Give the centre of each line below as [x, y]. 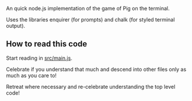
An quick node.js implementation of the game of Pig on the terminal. [88, 8]
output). [15, 26]
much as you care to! [32, 75]
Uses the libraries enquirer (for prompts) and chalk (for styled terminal [90, 19]
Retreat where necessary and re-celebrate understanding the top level [91, 86]
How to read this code [47, 44]
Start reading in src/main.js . [39, 58]
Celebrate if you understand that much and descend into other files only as [96, 69]
